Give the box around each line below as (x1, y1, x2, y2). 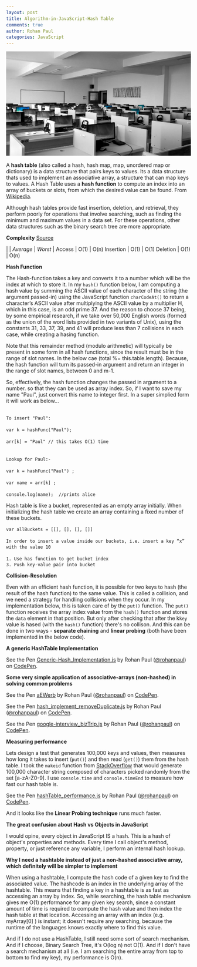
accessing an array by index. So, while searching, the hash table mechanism (6, 892, 191, 899)
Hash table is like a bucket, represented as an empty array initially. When (6, 502, 182, 509)
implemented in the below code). (6, 633, 86, 640)
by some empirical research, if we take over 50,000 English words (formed (6, 312, 186, 319)
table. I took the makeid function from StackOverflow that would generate (6, 761, 182, 769)
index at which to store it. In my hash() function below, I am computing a (6, 281, 181, 288)
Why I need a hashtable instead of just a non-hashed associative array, (6, 856, 183, 863)
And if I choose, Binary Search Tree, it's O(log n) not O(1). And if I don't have (6, 941, 191, 948)
